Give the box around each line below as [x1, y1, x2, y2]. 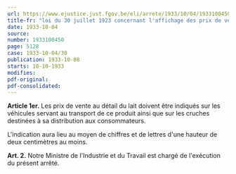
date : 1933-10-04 [7, 23, 58, 30]
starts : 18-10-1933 [7, 63, 65, 70]
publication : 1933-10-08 [7, 56, 80, 63]
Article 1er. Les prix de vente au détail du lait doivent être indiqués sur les [7, 101, 221, 110]
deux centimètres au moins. [7, 138, 88, 147]
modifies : [7, 69, 37, 76]
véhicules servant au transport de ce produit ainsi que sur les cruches [7, 109, 210, 118]
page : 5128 [7, 43, 39, 50]
